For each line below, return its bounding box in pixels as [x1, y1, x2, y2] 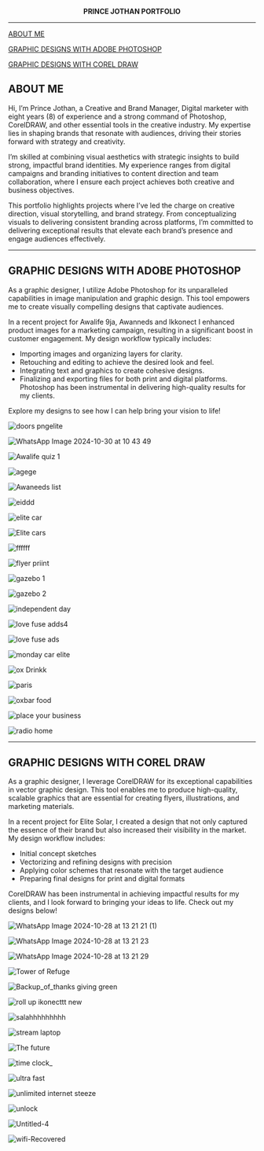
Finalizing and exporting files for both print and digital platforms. [19, 373, 228, 384]
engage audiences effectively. [8, 234, 106, 243]
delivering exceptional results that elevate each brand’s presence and [8, 226, 233, 235]
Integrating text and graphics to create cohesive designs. [19, 366, 205, 375]
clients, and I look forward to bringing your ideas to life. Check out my [8, 898, 234, 907]
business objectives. [8, 185, 75, 195]
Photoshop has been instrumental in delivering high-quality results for [19, 382, 246, 392]
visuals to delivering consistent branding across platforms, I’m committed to [8, 217, 254, 226]
